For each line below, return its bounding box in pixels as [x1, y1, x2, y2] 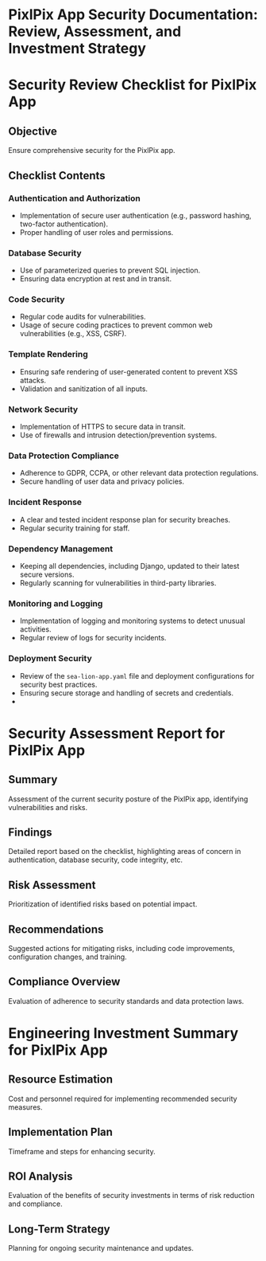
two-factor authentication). [19, 219, 109, 229]
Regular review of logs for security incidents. [19, 633, 167, 643]
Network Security [8, 404, 79, 415]
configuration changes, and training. [8, 952, 127, 961]
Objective [8, 124, 58, 138]
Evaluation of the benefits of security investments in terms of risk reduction [8, 1191, 255, 1200]
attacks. [19, 375, 46, 385]
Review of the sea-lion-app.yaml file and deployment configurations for [19, 671, 255, 680]
